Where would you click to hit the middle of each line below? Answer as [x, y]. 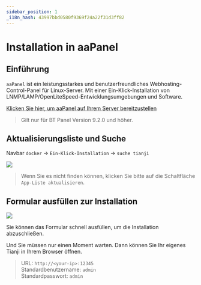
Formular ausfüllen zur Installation [72, 201]
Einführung [28, 69]
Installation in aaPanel [62, 47]
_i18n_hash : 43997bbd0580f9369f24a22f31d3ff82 [65, 17]
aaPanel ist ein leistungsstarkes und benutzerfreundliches [77, 84]
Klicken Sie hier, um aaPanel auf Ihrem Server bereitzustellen [82, 108]
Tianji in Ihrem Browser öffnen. [44, 252]
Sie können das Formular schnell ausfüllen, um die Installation [82, 227]
